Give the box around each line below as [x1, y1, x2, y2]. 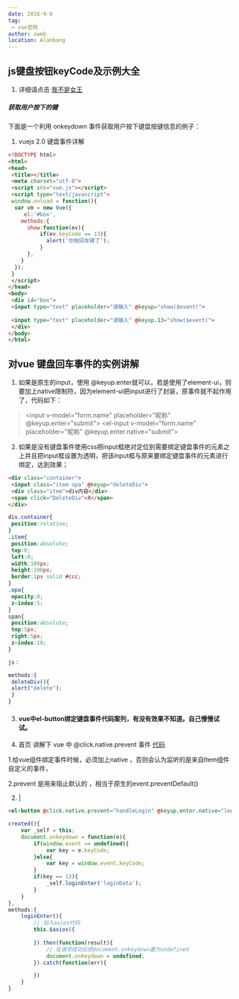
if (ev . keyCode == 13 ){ [39, 230, 107, 238]
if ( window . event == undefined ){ [33, 840, 130, 847]
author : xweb [8, 30, 47, 38]
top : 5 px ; [11, 626, 38, 634]
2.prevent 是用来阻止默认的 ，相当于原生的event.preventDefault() [8, 779, 199, 788]
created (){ [8, 821, 40, 828]
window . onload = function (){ [11, 198, 98, 205]
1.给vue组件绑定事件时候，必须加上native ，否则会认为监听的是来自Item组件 [8, 755, 230, 764]
